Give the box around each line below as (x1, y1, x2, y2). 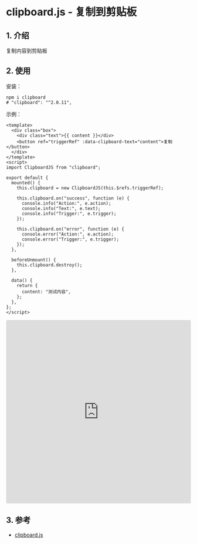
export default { (6, 174, 49, 181)
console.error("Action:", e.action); (21, 231, 114, 237)
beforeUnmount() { (11, 256, 57, 263)
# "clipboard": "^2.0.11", (6, 99, 72, 106)
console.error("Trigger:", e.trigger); (21, 236, 119, 242)
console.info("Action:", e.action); (21, 200, 111, 206)
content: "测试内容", (21, 289, 72, 295)
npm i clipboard (6, 94, 46, 100)
